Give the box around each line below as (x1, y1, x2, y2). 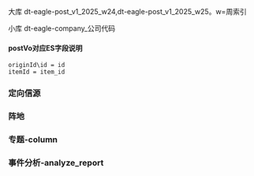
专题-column (8, 133, 58, 144)
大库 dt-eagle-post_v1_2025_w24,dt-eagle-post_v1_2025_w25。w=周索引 (8, 7, 247, 16)
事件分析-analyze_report (8, 157, 104, 168)
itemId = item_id (8, 68, 65, 77)
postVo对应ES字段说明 (8, 43, 83, 53)
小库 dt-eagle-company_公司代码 (8, 24, 116, 33)
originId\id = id (8, 62, 65, 69)
